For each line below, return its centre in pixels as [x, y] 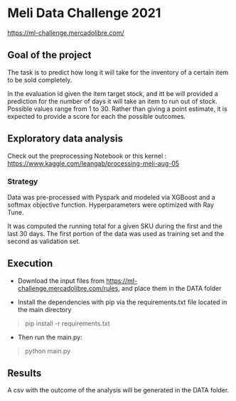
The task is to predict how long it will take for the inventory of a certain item [118, 72]
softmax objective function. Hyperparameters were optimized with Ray [111, 205]
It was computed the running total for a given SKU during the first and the [115, 226]
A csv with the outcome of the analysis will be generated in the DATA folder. [118, 390]
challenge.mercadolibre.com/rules [68, 288]
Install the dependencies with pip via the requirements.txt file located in [122, 302]
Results [25, 374]
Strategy [23, 181]
